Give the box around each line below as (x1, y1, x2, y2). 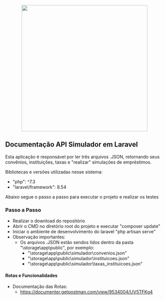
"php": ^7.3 (12, 178, 36, 184)
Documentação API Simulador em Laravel (5, 140, 138, 149)
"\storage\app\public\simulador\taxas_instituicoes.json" (27, 261, 143, 267)
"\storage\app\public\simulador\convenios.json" (27, 250, 127, 256)
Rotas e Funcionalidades (5, 272, 58, 278)
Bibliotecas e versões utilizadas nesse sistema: (5, 169, 103, 175)
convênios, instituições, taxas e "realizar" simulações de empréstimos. (5, 159, 152, 165)
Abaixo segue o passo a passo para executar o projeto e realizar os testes (5, 193, 159, 199)
